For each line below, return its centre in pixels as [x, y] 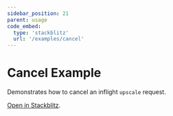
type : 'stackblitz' [41, 33]
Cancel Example [54, 73]
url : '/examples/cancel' [49, 39]
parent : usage [27, 20]
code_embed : [24, 26]
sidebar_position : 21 [38, 13]
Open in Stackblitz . [34, 105]
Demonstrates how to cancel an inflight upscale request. [86, 92]
